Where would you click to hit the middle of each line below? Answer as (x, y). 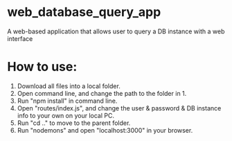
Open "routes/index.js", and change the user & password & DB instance (119, 108)
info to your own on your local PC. (66, 115)
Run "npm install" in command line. (67, 101)
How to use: (42, 67)
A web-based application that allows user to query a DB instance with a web (116, 31)
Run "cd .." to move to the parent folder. (74, 123)
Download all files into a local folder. (69, 86)
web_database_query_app (84, 12)
